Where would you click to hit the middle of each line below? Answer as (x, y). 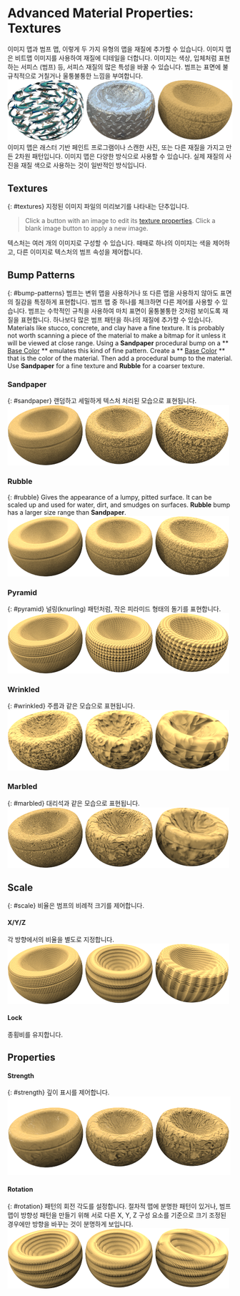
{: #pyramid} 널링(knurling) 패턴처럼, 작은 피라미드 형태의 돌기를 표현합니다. (114, 608)
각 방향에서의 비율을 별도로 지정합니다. (61, 939)
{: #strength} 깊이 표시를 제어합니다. (59, 1092)
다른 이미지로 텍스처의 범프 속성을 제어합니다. (80, 252)
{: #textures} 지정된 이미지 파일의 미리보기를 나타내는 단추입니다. (98, 207)
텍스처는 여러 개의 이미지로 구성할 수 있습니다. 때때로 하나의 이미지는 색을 (109, 243)
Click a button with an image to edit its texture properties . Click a (120, 221)
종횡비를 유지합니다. (35, 1034)
